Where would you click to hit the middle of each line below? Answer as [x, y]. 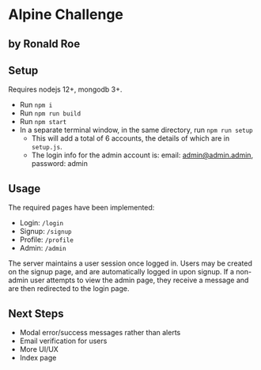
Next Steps [36, 313]
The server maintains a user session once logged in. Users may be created [130, 263]
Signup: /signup [45, 232]
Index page [38, 358]
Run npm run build [50, 113]
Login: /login [42, 223]
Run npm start [43, 122]
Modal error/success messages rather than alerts [100, 333]
